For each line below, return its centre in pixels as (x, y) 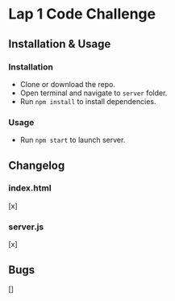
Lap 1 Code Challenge (82, 14)
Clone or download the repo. (67, 84)
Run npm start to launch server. (73, 140)
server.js (26, 227)
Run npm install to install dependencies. (88, 101)
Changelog (37, 165)
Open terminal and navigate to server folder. (94, 93)
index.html (30, 188)
